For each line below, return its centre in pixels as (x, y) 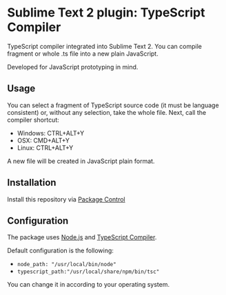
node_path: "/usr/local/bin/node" (66, 265)
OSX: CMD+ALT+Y (43, 140)
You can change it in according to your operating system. (89, 285)
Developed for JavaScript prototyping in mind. (73, 67)
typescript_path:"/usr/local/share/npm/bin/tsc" (88, 272)
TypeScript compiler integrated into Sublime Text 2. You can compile (104, 46)
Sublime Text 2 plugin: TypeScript (106, 13)
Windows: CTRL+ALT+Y (51, 133)
